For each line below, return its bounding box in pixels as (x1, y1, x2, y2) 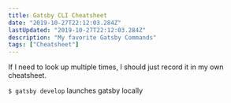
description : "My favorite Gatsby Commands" (8, 33, 157, 42)
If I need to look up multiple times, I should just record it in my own (8, 62, 224, 72)
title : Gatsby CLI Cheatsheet (8, 11, 108, 20)
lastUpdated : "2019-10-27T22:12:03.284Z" (8, 26, 147, 34)
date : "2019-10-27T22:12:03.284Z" (8, 19, 122, 27)
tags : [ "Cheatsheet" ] (8, 41, 80, 49)
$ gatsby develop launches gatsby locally (8, 86, 143, 95)
